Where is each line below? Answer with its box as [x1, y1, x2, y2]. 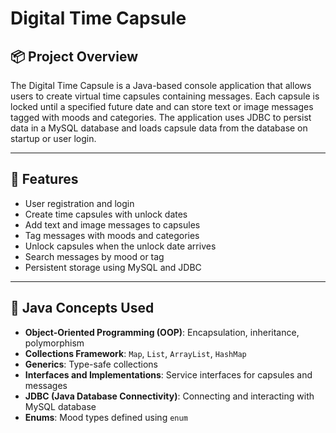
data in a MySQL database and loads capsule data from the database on [10, 122, 308, 134]
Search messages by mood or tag [24, 250, 165, 262]
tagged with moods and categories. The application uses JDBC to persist [10, 112, 312, 123]
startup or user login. [10, 133, 97, 144]
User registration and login [24, 197, 135, 209]
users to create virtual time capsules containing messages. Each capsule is [10, 90, 320, 102]
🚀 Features [10, 171, 79, 188]
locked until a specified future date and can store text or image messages [10, 101, 314, 112]
